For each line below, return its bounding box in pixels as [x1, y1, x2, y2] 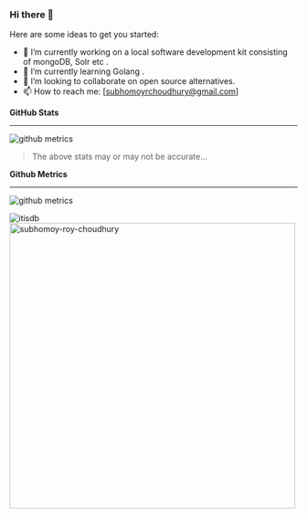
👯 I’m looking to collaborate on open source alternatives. [22, 76, 236, 87]
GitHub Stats [9, 107, 59, 118]
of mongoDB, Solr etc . [22, 57, 110, 68]
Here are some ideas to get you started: [9, 29, 160, 40]
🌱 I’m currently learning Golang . [22, 66, 144, 77]
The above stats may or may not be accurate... [31, 151, 208, 163]
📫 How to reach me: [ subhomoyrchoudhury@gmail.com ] [22, 86, 239, 97]
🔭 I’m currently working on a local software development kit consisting [22, 47, 288, 58]
